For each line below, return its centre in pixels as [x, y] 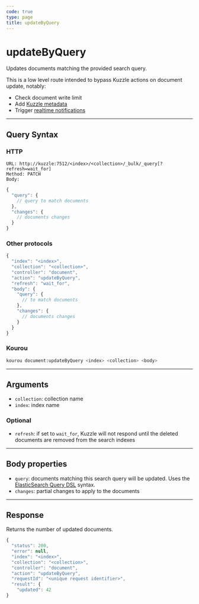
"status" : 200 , [30, 546]
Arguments [28, 384]
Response [25, 515]
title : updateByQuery [33, 23]
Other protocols [29, 243]
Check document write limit [48, 98]
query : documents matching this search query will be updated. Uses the [102, 478]
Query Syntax [32, 134]
